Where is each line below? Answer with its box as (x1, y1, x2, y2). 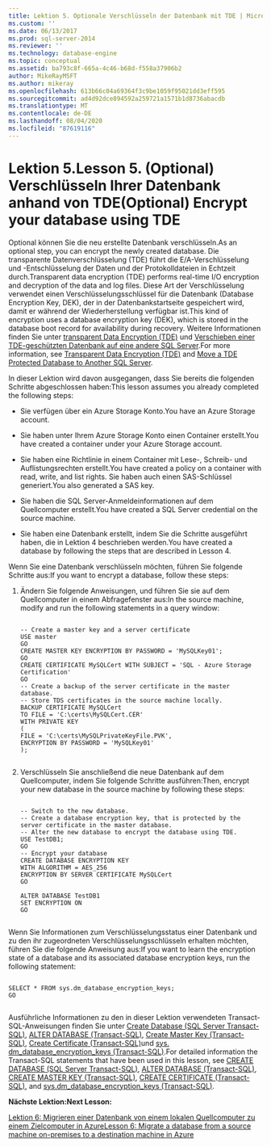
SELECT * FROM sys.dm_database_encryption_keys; (8, 984, 175, 992)
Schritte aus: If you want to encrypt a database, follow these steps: (8, 570, 229, 580)
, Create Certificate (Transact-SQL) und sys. (24, 1038, 169, 1048)
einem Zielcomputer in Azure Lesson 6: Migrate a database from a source (8, 1120, 252, 1131)
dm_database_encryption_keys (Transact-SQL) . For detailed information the (8, 1047, 258, 1057)
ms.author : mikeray (8, 79, 74, 87)
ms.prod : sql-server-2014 (8, 34, 95, 43)
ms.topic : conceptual (8, 57, 81, 65)
